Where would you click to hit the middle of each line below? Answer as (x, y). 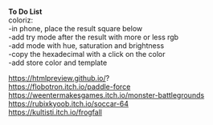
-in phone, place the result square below (76, 28)
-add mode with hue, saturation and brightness (86, 46)
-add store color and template (58, 62)
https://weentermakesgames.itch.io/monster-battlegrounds (106, 95)
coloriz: (21, 20)
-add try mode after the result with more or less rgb (94, 37)
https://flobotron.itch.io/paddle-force (70, 87)
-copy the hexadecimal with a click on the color (87, 54)
